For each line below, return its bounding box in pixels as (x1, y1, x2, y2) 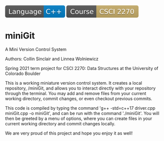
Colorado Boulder (5, 70, 41, 76)
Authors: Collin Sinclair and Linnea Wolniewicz (5, 56, 99, 62)
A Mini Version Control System (5, 46, 67, 52)
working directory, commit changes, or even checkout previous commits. (5, 95, 153, 101)
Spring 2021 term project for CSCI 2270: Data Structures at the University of (5, 65, 159, 71)
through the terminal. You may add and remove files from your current (5, 90, 146, 96)
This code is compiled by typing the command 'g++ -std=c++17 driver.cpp (5, 105, 156, 111)
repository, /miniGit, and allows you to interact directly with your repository (5, 85, 156, 91)
